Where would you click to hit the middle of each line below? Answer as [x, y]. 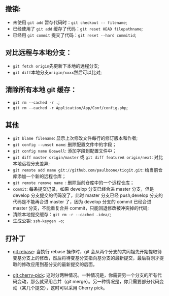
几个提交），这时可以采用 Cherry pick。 [67, 288]
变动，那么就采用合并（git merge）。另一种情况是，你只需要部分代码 [88, 282]
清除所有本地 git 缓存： [41, 90]
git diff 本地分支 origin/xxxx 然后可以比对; [57, 72]
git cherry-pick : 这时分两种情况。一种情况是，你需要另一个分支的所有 [85, 275]
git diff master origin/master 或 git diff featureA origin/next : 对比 [88, 157]
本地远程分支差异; [31, 164]
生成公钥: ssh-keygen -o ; [38, 221]
